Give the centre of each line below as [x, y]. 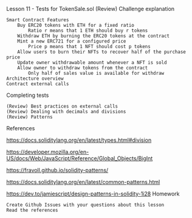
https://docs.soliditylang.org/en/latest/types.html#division [79, 140]
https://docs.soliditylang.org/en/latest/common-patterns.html [83, 182]
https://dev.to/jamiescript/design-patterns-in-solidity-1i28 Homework [93, 194]
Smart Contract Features [38, 20]
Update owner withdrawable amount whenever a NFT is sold [92, 63]
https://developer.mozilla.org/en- [48, 152]
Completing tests [28, 95]
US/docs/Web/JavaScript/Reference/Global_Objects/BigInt [80, 158]
